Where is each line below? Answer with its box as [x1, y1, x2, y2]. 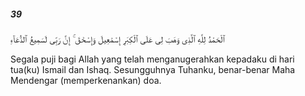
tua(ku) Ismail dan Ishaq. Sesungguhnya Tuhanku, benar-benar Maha [10, 63, 296, 75]
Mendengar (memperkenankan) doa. [10, 74, 162, 86]
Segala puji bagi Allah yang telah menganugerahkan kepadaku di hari [10, 53, 295, 65]
